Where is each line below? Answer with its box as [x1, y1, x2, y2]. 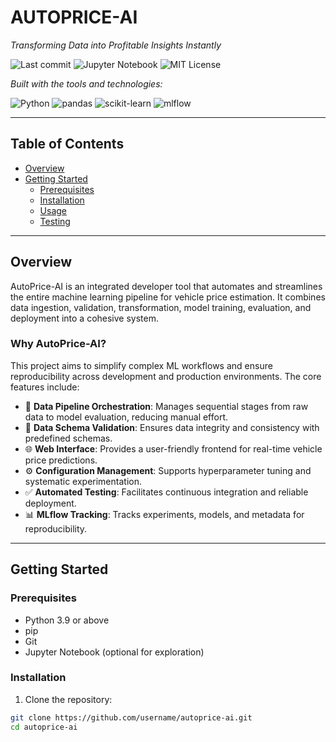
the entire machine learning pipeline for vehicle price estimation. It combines [10, 291, 326, 303]
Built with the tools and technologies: [10, 77, 163, 90]
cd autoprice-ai [10, 722, 78, 732]
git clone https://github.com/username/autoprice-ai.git [10, 712, 253, 723]
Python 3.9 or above [24, 614, 110, 626]
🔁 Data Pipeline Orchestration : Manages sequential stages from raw [24, 400, 309, 412]
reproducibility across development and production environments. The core [10, 370, 322, 382]
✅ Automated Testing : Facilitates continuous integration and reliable [24, 486, 309, 498]
